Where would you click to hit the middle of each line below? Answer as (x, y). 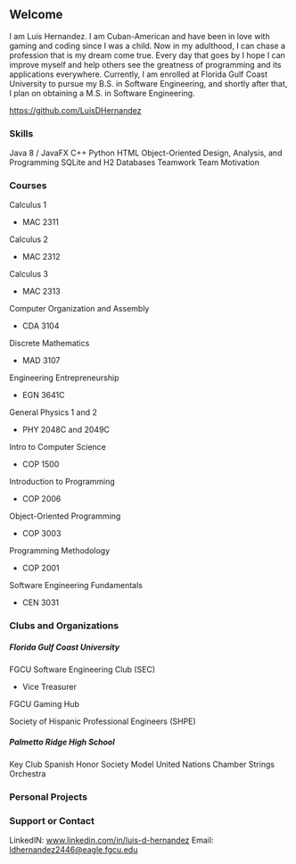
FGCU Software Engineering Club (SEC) (82, 669)
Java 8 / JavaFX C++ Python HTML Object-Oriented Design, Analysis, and (146, 153)
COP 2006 (41, 499)
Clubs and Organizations (64, 626)
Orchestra (28, 774)
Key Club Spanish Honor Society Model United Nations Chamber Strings (142, 764)
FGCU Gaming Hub (45, 704)
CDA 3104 (41, 326)
